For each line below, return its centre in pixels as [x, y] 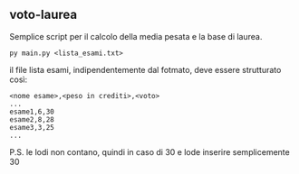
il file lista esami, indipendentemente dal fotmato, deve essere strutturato [145, 69]
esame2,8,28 [32, 119]
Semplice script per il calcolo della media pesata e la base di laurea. [136, 36]
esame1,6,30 [32, 112]
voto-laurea [43, 15]
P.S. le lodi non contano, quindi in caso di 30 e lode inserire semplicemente [149, 151]
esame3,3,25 [32, 127]
